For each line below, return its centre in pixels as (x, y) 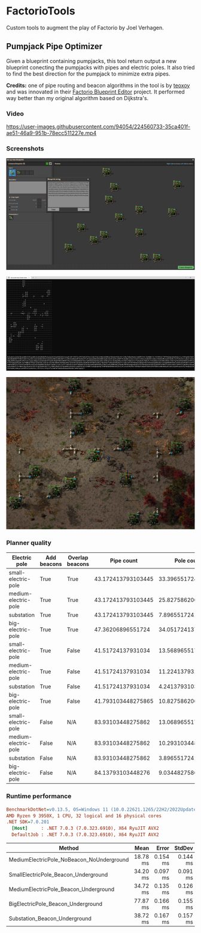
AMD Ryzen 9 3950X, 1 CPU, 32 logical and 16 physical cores (84, 816)
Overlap (78, 557)
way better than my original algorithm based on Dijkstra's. (77, 98)
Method (69, 848)
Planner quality (29, 543)
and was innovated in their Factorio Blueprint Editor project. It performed (96, 92)
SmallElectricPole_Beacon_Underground (58, 874)
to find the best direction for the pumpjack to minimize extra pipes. (88, 74)
